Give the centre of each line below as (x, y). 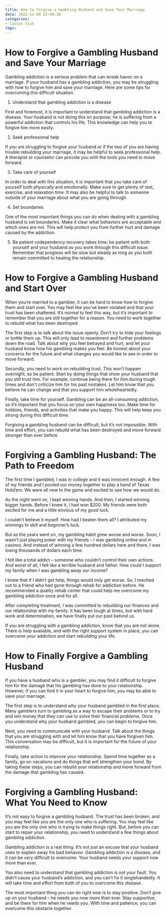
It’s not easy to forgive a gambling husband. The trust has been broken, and (83, 816)
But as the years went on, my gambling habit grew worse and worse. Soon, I (83, 534)
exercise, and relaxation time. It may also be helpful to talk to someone (77, 192)
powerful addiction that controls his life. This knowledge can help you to (79, 122)
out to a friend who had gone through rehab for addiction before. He (75, 585)
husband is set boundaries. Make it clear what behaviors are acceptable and (83, 222)
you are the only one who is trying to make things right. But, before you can (82, 827)
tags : (11, 28)
